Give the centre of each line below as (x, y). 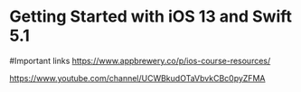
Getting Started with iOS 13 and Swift (150, 17)
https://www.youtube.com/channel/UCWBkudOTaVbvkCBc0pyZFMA (137, 78)
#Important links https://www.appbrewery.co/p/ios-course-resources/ (140, 60)
